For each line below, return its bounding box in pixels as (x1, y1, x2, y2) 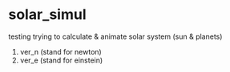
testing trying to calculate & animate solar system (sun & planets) (8, 32, 223, 41)
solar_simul (8, 6, 87, 24)
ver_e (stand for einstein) (19, 55, 103, 65)
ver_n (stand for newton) (19, 47, 102, 56)
